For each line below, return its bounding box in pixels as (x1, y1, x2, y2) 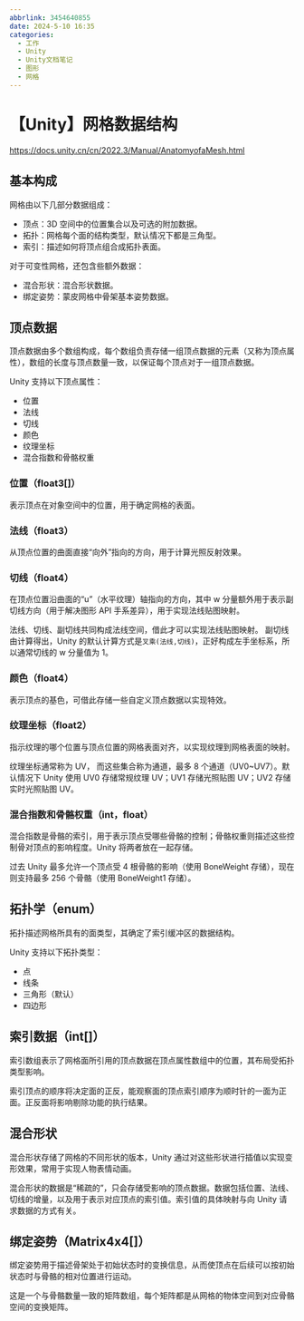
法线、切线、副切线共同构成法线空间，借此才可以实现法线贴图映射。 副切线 (9, 625, 290, 636)
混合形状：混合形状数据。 (22, 279, 119, 290)
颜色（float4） (9, 672, 74, 685)
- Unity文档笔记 (17, 55, 74, 64)
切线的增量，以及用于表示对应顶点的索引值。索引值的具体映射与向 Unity (9, 1193, 278, 1204)
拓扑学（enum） (9, 901, 102, 917)
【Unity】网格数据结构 (9, 114, 178, 134)
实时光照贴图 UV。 (9, 783, 80, 794)
